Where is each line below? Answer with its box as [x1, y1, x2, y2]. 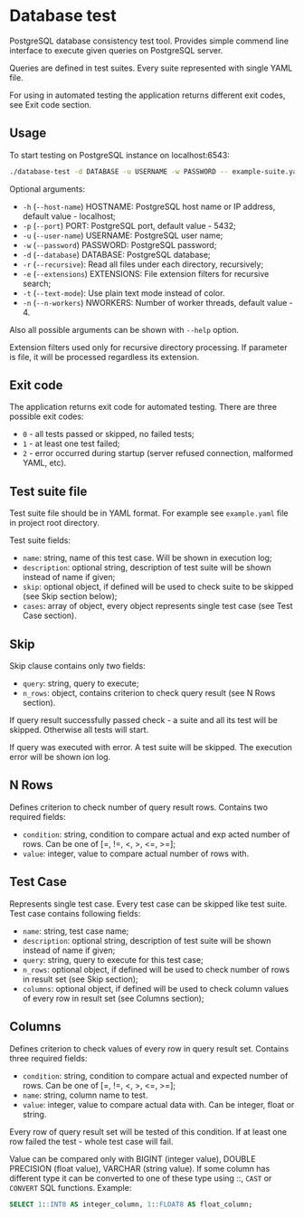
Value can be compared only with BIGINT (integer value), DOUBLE [9, 1153, 256, 1164]
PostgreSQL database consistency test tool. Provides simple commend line [9, 35, 290, 46]
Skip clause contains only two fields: [9, 661, 147, 671]
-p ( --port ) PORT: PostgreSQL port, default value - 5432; [22, 220, 237, 231]
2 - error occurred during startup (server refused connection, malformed [22, 448, 294, 459]
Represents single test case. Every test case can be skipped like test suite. [9, 898, 288, 909]
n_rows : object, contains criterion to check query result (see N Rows [22, 688, 276, 699]
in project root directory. [9, 518, 100, 528]
